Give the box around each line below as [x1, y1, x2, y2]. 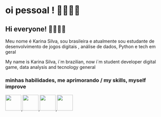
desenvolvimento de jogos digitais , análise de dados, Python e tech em [5, 44, 156, 50]
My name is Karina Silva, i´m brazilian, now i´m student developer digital [5, 59, 156, 65]
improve [5, 83, 26, 90]
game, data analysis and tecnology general [5, 64, 96, 70]
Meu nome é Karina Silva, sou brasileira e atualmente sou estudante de [5, 38, 154, 44]
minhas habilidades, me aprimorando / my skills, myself [5, 76, 146, 84]
